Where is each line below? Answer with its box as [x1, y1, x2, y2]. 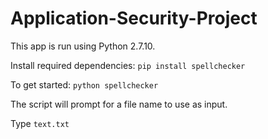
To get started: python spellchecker [10, 78, 159, 91]
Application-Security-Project [10, 7, 258, 30]
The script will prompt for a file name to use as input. [10, 98, 228, 110]
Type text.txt [10, 117, 70, 129]
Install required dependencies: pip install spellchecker [10, 59, 246, 71]
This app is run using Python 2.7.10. [10, 40, 156, 52]
